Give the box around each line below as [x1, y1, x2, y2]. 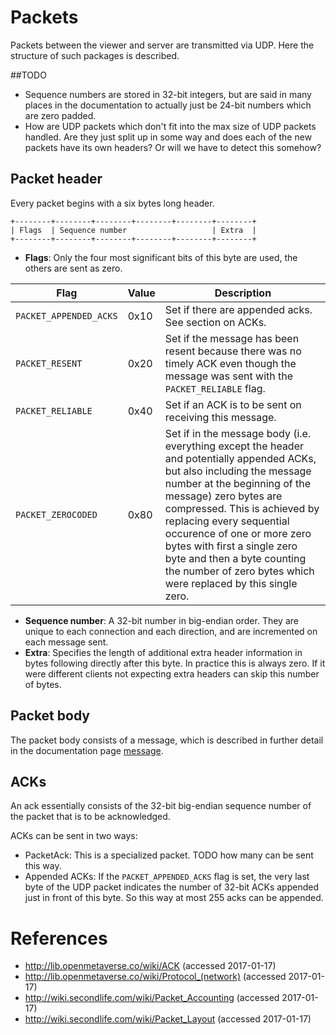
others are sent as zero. [24, 262, 123, 274]
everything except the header [164, 439, 305, 453]
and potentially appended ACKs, [164, 451, 317, 465]
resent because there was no [164, 344, 302, 358]
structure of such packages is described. [10, 49, 180, 61]
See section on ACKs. [164, 315, 267, 329]
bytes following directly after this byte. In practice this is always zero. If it [24, 657, 326, 669]
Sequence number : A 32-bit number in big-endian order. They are [24, 614, 299, 626]
